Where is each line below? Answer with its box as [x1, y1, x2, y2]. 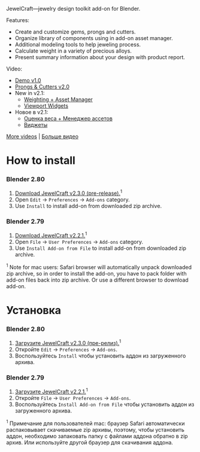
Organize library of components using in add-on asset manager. [14, 35, 173, 41]
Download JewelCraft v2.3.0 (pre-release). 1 [14, 188, 123, 197]
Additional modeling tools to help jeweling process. [14, 41, 141, 48]
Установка [6, 303, 62, 317]
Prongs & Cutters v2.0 [14, 83, 70, 90]
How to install [6, 154, 76, 167]
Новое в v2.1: [14, 109, 49, 115]
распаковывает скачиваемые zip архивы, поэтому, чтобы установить [6, 426, 184, 433]
